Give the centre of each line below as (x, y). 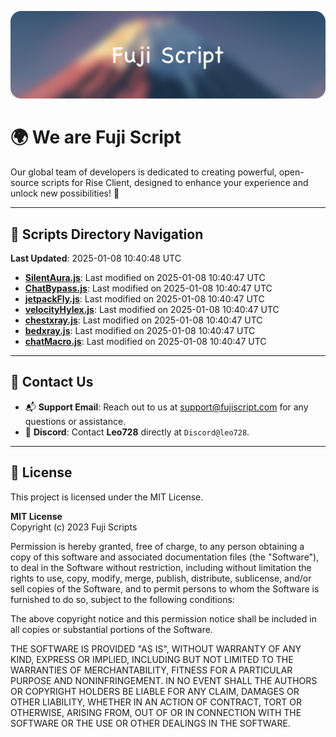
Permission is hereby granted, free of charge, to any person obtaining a (157, 546)
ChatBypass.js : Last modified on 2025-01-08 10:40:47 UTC (148, 288)
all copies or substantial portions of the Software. (111, 629)
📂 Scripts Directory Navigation (107, 234)
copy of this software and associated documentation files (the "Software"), (165, 557)
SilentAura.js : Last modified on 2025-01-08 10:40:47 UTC (145, 278)
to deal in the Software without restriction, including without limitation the (161, 567)
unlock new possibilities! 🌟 (65, 193)
